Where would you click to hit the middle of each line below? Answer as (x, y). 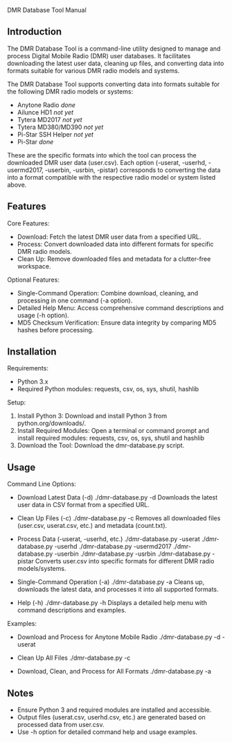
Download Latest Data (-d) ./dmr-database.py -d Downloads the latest (117, 497)
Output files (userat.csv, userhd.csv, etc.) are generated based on (111, 717)
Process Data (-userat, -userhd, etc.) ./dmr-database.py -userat (109, 539)
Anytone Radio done (46, 105)
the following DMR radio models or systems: (70, 91)
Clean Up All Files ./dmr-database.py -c (74, 658)
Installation (32, 352)
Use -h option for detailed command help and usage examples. (107, 732)
